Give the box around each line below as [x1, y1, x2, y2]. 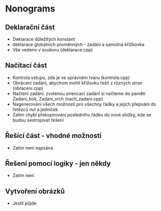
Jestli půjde [12, 200, 36, 206]
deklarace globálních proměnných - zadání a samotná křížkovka [12, 41, 145, 47]
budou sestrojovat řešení [12, 117, 64, 123]
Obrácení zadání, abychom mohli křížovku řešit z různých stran [12, 79, 142, 85]
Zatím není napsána [12, 144, 53, 150]
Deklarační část [5, 23, 55, 31]
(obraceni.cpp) [12, 85, 43, 91]
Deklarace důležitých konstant [12, 36, 75, 42]
